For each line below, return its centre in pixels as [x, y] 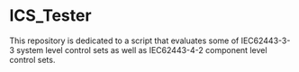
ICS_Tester [50, 16]
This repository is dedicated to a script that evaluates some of [124, 40]
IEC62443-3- [266, 40]
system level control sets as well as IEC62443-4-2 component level [142, 49]
